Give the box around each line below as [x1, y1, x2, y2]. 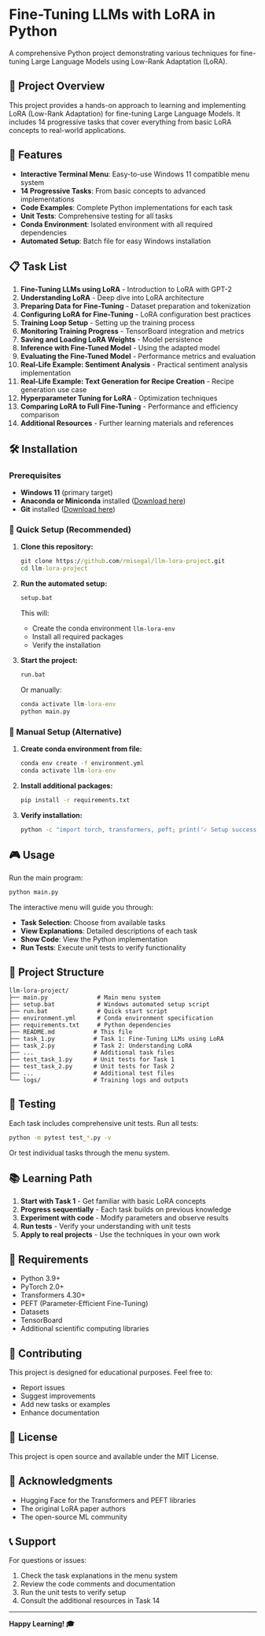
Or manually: [20, 685, 62, 694]
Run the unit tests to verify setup [20, 1588, 127, 1597]
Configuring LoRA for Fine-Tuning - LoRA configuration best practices [20, 309, 251, 320]
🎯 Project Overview [9, 80, 105, 93]
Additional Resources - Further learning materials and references [20, 419, 234, 428]
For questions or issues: [9, 1556, 87, 1565]
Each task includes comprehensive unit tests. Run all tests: [9, 1118, 199, 1127]
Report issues [20, 1383, 65, 1393]
